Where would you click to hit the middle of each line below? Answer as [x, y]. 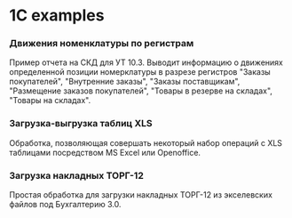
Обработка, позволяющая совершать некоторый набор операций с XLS [146, 142]
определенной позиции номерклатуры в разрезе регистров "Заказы [140, 72]
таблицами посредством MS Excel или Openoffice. [105, 152]
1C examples [57, 16]
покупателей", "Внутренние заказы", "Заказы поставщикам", [125, 82]
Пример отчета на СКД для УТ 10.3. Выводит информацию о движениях [146, 62]
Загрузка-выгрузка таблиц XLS [81, 124]
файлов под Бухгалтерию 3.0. [65, 205]
